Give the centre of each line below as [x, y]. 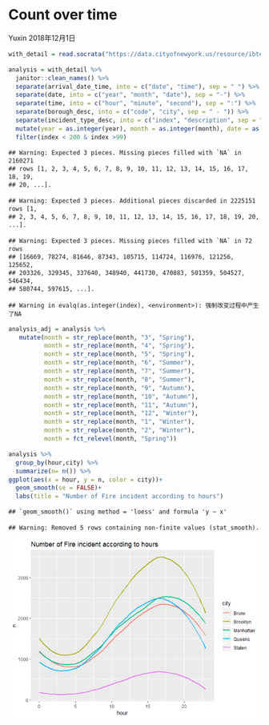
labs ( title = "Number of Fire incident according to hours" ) [120, 497]
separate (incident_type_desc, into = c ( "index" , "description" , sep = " [139, 121]
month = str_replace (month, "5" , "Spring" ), [119, 354]
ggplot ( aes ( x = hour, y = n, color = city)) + [85, 479]
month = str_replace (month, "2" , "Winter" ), [119, 430]
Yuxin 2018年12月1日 [42, 38]
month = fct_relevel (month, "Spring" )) [110, 439]
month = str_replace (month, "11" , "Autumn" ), [121, 405]
